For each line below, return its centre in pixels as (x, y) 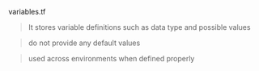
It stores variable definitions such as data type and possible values (139, 27)
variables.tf (27, 12)
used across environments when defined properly (111, 58)
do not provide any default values (84, 43)
